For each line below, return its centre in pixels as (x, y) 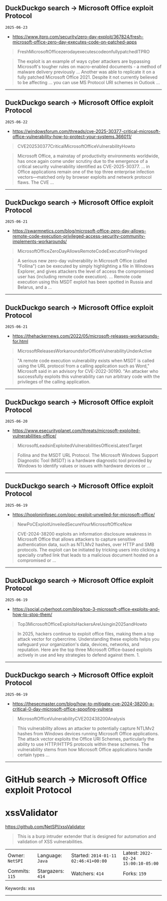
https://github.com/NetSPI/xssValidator (45, 826)
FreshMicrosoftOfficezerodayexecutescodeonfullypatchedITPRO (83, 51)
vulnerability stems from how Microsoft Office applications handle (85, 749)
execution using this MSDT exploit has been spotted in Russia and (85, 282)
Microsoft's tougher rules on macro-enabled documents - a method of (89, 66)
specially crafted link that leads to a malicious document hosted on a (87, 555)
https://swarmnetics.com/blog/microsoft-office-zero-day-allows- (79, 231)
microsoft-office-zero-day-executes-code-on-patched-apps (75, 42)
